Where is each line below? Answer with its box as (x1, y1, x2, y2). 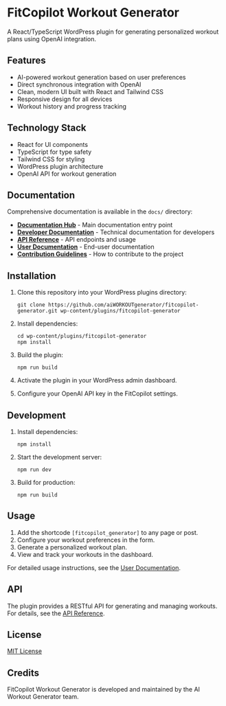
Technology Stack (7, 122, 87, 134)
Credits (7, 667, 40, 679)
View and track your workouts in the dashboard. (16, 550, 153, 558)
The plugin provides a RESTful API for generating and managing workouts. (7, 602, 218, 610)
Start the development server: (16, 453, 102, 461)
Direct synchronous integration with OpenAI (16, 80, 142, 89)
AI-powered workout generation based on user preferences (16, 73, 186, 81)
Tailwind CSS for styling (16, 155, 85, 163)
